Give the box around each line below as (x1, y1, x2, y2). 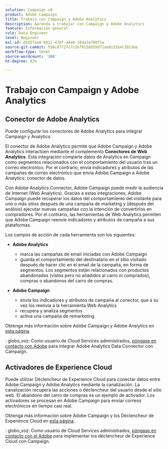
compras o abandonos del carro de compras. (20, 278, 114, 284)
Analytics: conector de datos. (5, 175, 66, 181)
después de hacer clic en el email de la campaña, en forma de (20, 262, 149, 268)
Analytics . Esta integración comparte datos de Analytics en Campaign (5, 154, 151, 160)
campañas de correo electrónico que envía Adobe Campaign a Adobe (5, 170, 149, 176)
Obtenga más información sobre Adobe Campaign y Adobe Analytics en (5, 323, 154, 329)
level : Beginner (5, 36, 39, 41)
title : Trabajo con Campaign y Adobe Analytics (5, 17, 107, 22)
